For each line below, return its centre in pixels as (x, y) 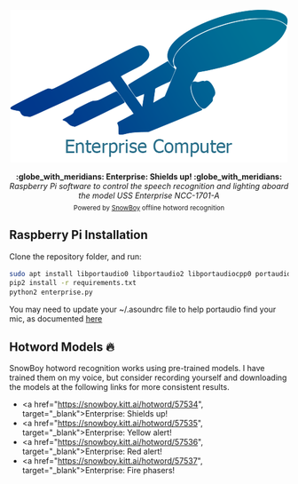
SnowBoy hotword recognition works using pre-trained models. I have (137, 369)
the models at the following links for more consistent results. (119, 387)
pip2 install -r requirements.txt (73, 283)
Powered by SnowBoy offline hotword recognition (149, 208)
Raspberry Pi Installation (78, 235)
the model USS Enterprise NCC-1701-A (149, 195)
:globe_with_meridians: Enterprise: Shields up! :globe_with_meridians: (149, 177)
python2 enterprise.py (51, 293)
